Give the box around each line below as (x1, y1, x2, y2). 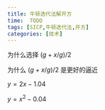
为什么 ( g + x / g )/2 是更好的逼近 (7, 65, 98, 75)
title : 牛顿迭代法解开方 (7, 10, 72, 18)
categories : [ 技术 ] (7, 30, 63, 38)
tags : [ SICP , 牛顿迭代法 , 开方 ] (7, 23, 89, 31)
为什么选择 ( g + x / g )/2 (7, 50, 72, 59)
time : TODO (7, 17, 43, 24)
